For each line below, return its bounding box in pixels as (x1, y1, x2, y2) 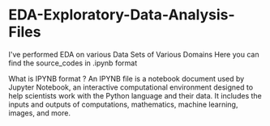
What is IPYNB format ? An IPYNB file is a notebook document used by (8, 73, 245, 83)
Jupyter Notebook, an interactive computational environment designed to (8, 82, 254, 92)
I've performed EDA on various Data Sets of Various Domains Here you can (8, 49, 259, 59)
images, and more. (8, 107, 71, 118)
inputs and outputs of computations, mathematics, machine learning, (8, 99, 238, 109)
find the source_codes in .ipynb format (8, 58, 138, 68)
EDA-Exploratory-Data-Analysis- (8, 6, 235, 24)
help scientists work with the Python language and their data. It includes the (8, 90, 262, 100)
